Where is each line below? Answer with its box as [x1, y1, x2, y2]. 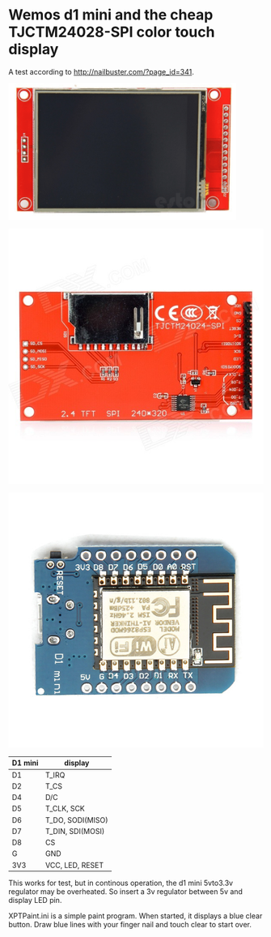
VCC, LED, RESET [45, 860, 104, 870]
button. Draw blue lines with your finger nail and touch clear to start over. [8, 920, 252, 930]
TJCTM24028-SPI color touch [8, 23, 215, 41]
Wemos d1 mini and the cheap [8, 6, 214, 24]
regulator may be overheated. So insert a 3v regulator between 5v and [8, 887, 243, 896]
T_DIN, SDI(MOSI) [45, 826, 105, 836]
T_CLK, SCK [45, 804, 85, 814]
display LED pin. [8, 896, 62, 905]
